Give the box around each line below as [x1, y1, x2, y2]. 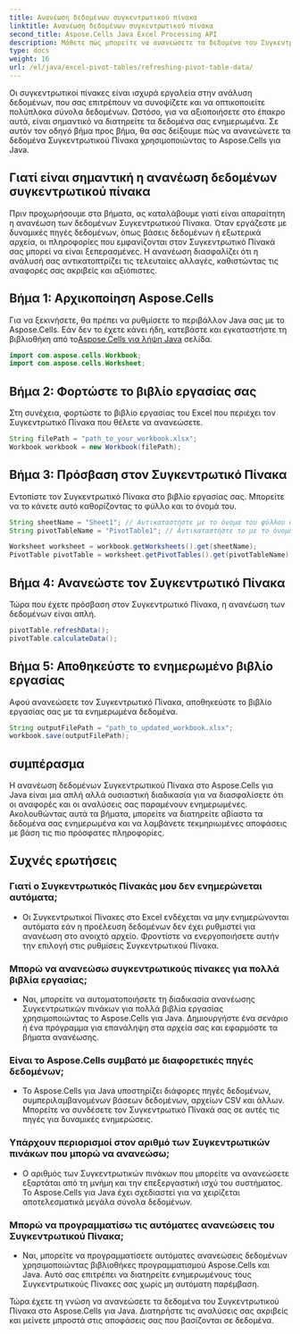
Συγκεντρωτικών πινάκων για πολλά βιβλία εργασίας [21, 1003, 224, 1014]
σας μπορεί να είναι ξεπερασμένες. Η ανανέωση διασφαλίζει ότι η [9, 246, 259, 256]
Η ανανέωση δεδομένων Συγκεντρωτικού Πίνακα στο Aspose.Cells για [9, 780, 274, 791]
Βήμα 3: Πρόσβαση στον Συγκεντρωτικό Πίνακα [9, 467, 287, 482]
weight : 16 [9, 55, 50, 63]
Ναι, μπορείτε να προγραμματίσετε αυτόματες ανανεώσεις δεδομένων [21, 1250, 287, 1261]
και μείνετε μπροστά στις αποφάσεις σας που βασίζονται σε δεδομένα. [9, 1314, 274, 1325]
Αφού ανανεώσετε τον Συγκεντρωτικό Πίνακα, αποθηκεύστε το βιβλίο [9, 696, 272, 707]
